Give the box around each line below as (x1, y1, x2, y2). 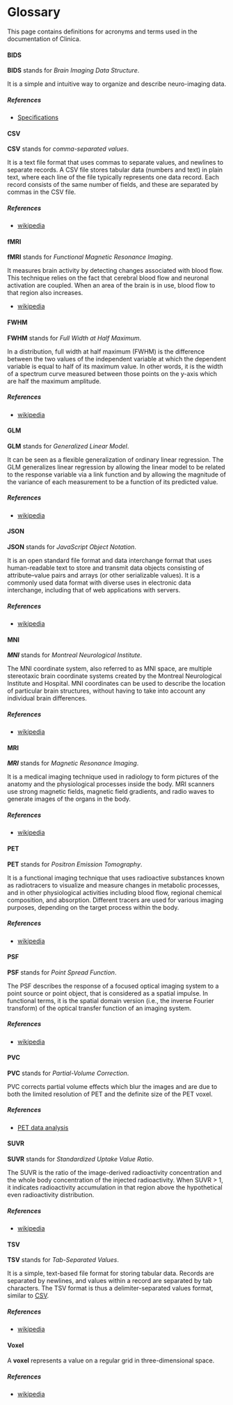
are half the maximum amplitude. (7, 377, 102, 385)
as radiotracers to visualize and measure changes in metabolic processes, (7, 880, 220, 889)
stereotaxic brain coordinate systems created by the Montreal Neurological (7, 672, 223, 680)
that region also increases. (7, 289, 83, 297)
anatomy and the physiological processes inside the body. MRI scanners (7, 780, 215, 788)
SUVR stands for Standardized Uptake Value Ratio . (7, 1155, 154, 1164)
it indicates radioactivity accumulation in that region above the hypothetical (7, 1183, 223, 1192)
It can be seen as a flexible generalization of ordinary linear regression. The (7, 455, 224, 464)
